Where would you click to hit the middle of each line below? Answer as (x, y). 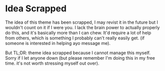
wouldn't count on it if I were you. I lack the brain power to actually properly (82, 27)
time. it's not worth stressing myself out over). (52, 63)
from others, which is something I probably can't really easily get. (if (75, 38)
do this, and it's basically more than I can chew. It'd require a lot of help (78, 33)
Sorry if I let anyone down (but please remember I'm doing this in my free (80, 58)
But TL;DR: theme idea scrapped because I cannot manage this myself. (78, 53)
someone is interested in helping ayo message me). (58, 43)
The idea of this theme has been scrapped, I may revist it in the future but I (82, 22)
